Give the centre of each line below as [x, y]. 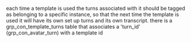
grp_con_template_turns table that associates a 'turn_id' [73, 26]
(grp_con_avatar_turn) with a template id [55, 33]
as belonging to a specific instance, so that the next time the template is [93, 14]
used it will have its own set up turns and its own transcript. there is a [89, 20]
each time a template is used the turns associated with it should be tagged [95, 8]
